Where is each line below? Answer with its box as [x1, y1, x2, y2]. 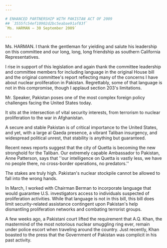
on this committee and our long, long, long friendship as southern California [5, 49, 161, 55]
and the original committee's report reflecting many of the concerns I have [5, 74, 158, 80]
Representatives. [5, 54, 40, 60]
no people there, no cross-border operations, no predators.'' [5, 160, 130, 167]
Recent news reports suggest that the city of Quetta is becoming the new [5, 145, 156, 151]
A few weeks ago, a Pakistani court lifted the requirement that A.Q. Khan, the [5, 216, 163, 222]
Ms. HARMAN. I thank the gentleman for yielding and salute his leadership [5, 43, 157, 50]
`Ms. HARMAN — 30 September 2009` [5, 25, 77, 30]
